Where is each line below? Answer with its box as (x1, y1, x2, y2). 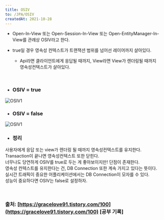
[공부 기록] (100, 209, 124, 216)
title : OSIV (5, 7, 30, 12)
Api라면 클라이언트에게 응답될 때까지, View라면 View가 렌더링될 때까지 (19, 58, 157, 64)
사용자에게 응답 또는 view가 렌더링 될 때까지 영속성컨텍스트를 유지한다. (5, 147, 142, 153)
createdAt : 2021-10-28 (5, 16, 52, 21)
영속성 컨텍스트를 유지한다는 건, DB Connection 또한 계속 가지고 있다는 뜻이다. (5, 165, 158, 171)
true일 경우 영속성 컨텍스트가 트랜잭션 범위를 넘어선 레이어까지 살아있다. (12, 48, 152, 54)
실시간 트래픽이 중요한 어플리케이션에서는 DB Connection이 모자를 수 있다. (5, 171, 150, 177)
